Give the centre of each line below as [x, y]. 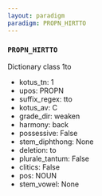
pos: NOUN [38, 175]
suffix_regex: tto [45, 99]
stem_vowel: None [49, 184]
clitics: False [39, 167]
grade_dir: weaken [49, 116]
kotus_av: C [38, 107]
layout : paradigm [36, 16]
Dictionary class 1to [39, 66]
